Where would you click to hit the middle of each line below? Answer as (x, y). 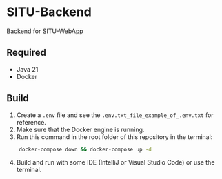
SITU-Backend (49, 12)
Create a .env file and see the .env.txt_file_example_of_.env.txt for (115, 115)
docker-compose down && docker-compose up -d (85, 149)
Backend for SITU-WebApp (45, 31)
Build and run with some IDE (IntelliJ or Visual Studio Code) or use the (115, 162)
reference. (31, 122)
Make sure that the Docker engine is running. (80, 129)
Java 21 (27, 69)
